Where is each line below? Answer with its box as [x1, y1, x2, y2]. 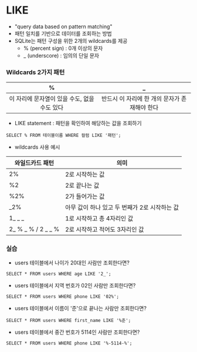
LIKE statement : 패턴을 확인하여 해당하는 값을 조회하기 [14, 120, 142, 127]
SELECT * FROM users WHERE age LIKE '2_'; [6, 271, 111, 277]
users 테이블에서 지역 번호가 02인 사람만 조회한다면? [14, 281, 136, 289]
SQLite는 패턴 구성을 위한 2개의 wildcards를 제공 [14, 37, 128, 44]
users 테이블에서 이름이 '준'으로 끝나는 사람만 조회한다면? [14, 304, 147, 311]
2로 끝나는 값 [65, 182, 100, 190]
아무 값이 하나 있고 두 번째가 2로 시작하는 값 [65, 203, 179, 212]
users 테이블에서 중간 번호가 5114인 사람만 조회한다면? [14, 328, 140, 336]
